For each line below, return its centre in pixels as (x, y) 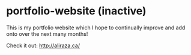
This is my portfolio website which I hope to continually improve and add (96, 27)
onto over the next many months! (47, 33)
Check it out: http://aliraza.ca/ (43, 45)
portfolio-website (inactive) (76, 11)
